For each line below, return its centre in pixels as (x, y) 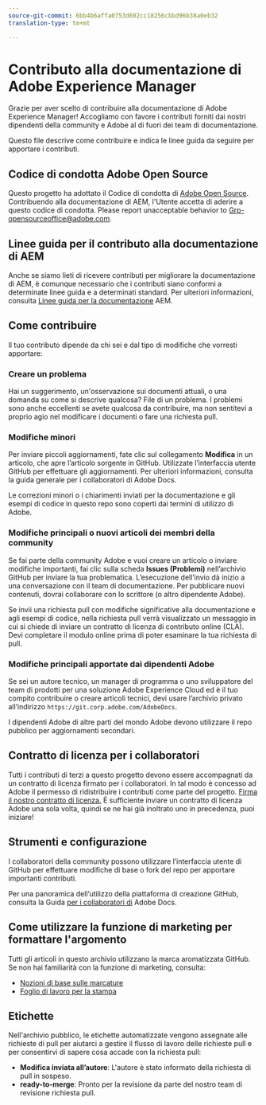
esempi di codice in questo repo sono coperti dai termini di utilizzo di (121, 504)
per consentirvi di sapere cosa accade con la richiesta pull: (105, 1052)
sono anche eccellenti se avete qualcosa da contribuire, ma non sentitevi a (130, 408)
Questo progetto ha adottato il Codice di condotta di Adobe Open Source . (128, 193)
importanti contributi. (42, 878)
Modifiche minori (42, 437)
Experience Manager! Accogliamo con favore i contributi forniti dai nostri (127, 117)
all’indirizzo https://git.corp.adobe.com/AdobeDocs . (93, 707)
